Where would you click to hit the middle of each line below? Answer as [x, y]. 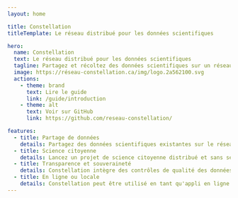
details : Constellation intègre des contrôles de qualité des [114, 170]
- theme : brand [42, 86]
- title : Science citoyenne [55, 151]
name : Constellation [44, 53]
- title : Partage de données [57, 138]
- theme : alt [39, 105]
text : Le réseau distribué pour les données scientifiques [103, 59]
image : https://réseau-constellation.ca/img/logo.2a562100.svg [109, 72]
